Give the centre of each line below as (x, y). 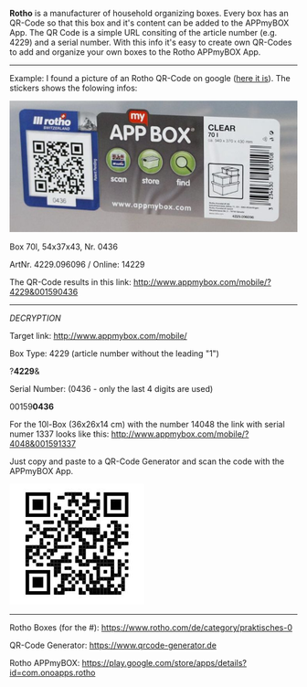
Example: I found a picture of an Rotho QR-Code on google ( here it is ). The (150, 78)
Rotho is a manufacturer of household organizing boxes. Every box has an (149, 13)
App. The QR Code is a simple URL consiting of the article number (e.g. (143, 32)
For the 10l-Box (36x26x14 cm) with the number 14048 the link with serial (147, 425)
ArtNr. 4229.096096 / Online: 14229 (77, 265)
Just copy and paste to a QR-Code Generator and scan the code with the (147, 461)
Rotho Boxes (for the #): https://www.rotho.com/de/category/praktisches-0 (151, 628)
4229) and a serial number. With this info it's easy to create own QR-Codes (151, 42)
